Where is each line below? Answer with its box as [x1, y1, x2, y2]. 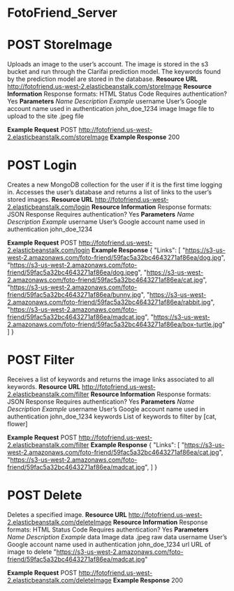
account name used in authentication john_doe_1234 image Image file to [7, 105, 214, 113]
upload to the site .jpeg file [7, 112, 85, 120]
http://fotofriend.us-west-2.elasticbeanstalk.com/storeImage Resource [7, 82, 212, 91]
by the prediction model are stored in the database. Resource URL [7, 75, 198, 83]
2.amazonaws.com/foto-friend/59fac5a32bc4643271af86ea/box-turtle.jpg [7, 320, 223, 329]
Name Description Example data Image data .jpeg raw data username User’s [7, 532, 228, 541]
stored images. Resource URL [7, 196, 94, 204]
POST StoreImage [7, 37, 113, 53]
